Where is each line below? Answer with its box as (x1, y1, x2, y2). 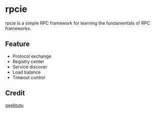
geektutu (5, 102, 24, 108)
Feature (5, 40, 30, 48)
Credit (5, 89, 25, 97)
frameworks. (5, 25, 31, 31)
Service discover (12, 63, 47, 69)
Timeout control (12, 74, 45, 80)
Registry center (12, 58, 44, 64)
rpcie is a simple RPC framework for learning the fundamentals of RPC (5, 20, 150, 26)
